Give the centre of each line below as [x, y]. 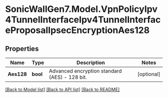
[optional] [149, 74]
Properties [22, 48]
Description [91, 62]
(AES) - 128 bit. [68, 77]
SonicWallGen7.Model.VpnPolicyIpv [81, 9]
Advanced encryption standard [85, 71]
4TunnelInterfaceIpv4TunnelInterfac [83, 20]
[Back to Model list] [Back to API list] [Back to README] [62, 90]
